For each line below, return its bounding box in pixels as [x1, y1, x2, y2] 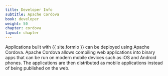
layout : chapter [5, 30, 39, 35]
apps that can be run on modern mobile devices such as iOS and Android [5, 55, 156, 60]
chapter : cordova [5, 26, 42, 31]
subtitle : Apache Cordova [5, 12, 59, 17]
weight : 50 [5, 21, 28, 26]
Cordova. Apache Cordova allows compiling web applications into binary [5, 49, 155, 55]
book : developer [5, 16, 39, 21]
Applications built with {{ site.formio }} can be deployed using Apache [5, 44, 149, 50]
